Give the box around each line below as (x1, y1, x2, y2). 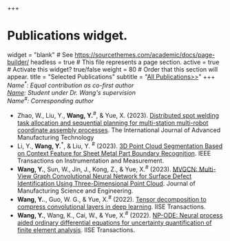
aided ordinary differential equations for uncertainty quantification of (17, 218, 212, 227)
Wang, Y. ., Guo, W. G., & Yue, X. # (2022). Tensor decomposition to (17, 194, 207, 203)
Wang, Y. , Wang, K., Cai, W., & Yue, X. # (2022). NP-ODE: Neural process (17, 209, 223, 219)
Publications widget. (7, 28, 128, 43)
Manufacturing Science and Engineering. (17, 187, 134, 195)
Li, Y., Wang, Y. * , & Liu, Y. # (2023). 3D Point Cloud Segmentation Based (17, 140, 223, 150)
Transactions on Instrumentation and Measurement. (17, 156, 165, 165)
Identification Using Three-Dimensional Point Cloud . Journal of (17, 180, 196, 188)
